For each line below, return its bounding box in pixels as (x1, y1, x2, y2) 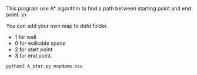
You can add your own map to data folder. (6, 23, 108, 29)
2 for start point (14, 46, 53, 53)
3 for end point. (14, 52, 52, 59)
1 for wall (14, 34, 36, 40)
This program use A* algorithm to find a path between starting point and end (6, 5, 191, 12)
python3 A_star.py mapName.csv (6, 63, 83, 69)
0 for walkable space (14, 40, 66, 47)
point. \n (6, 11, 26, 18)
